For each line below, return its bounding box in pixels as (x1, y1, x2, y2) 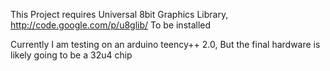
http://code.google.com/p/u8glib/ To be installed (10, 19, 212, 31)
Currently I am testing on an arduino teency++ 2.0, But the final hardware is (10, 39, 321, 50)
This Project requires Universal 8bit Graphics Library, (10, 9, 229, 20)
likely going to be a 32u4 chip (10, 49, 133, 61)
